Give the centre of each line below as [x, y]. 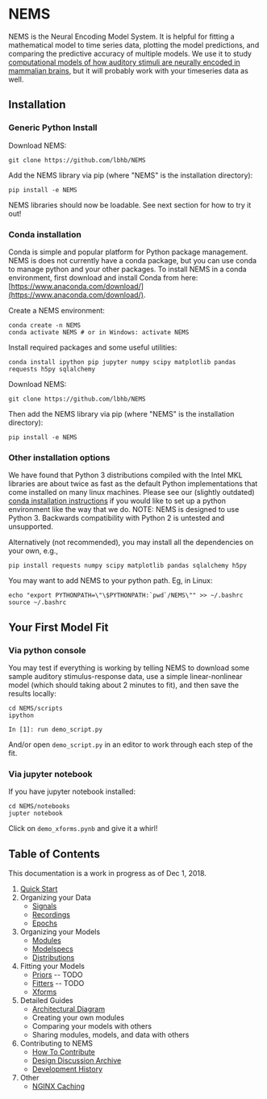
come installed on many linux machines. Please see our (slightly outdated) [132, 493]
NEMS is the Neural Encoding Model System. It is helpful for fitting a [122, 36]
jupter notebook [35, 814]
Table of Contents [54, 854]
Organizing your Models [60, 932]
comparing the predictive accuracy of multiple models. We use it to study [130, 53]
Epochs [45, 923]
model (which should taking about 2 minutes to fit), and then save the [124, 685]
